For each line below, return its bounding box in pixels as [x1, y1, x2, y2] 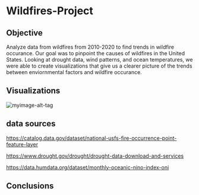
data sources [6, 119, 56, 129]
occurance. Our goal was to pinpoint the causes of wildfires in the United [6, 50, 185, 57]
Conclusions [6, 181, 54, 191]
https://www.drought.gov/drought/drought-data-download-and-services [6, 152, 184, 159]
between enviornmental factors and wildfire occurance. [6, 69, 143, 75]
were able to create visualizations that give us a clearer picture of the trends [6, 62, 192, 69]
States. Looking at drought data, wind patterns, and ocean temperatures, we [6, 56, 193, 63]
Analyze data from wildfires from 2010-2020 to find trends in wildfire [6, 43, 174, 50]
